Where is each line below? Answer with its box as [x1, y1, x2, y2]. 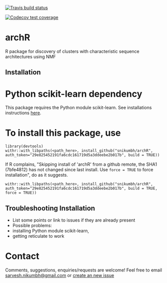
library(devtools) [5, 144, 43, 149]
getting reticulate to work [12, 233, 64, 239]
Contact [5, 251, 39, 262]
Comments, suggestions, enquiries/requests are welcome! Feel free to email [5, 267, 162, 273]
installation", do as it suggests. [5, 172, 68, 178]
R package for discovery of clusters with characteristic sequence [5, 48, 140, 54]
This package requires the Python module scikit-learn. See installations [5, 105, 152, 111]
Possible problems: [12, 223, 52, 229]
